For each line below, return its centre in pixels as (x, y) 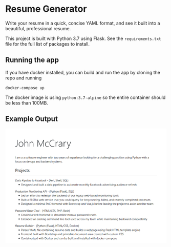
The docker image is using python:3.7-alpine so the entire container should (85, 97)
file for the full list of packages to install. (48, 44)
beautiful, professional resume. (38, 28)
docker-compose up (25, 88)
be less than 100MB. (27, 102)
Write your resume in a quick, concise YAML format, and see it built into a (83, 23)
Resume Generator (46, 9)
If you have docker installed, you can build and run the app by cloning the (83, 72)
